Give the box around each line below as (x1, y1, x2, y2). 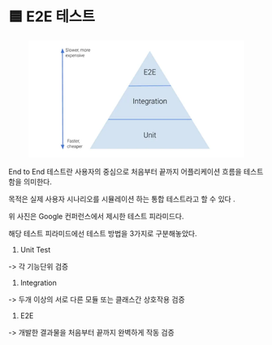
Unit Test (19, 244, 51, 254)
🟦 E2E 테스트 (8, 7, 96, 26)
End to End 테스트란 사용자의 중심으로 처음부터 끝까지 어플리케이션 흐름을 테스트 (8, 166, 264, 176)
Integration (19, 278, 57, 287)
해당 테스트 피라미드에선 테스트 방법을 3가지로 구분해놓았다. (8, 228, 197, 238)
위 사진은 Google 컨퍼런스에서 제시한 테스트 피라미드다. (8, 211, 184, 221)
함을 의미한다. (8, 176, 53, 187)
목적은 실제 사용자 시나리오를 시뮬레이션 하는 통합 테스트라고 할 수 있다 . (8, 194, 235, 204)
